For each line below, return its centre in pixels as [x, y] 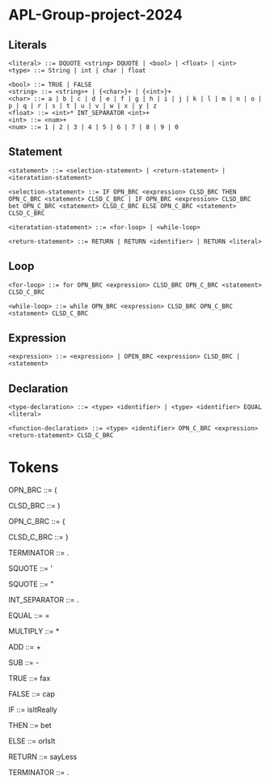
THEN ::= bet [30, 726]
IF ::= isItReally [33, 709]
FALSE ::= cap [32, 694]
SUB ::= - [24, 663]
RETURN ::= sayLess [43, 757]
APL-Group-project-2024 [96, 15]
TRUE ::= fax [30, 679]
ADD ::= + [25, 647]
